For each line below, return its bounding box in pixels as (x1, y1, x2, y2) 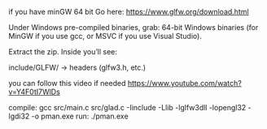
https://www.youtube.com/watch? (127, 79, 242, 88)
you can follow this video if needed (8, 79, 126, 88)
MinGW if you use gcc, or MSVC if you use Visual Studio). (8, 32, 202, 41)
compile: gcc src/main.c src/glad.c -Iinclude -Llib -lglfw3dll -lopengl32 (8, 103, 247, 112)
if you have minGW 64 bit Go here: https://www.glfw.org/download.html (8, 7, 250, 16)
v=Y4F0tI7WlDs (8, 87, 61, 97)
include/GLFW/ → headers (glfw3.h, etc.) (8, 62, 147, 72)
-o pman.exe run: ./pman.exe (31, 111, 129, 121)
